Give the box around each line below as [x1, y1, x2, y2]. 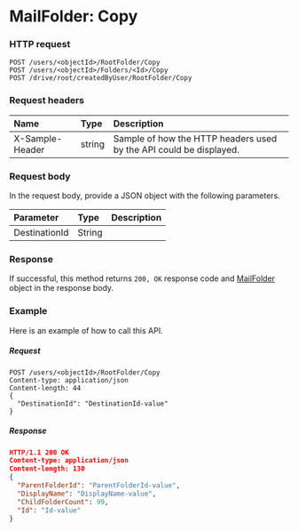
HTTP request [9, 38, 71, 51]
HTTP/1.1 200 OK [9, 447, 69, 457]
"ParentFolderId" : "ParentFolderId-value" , [17, 481, 180, 490]
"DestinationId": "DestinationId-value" [17, 398, 169, 408]
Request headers [9, 94, 85, 107]
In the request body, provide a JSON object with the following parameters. [9, 190, 281, 201]
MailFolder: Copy [9, 6, 138, 27]
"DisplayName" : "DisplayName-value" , [17, 489, 157, 498]
